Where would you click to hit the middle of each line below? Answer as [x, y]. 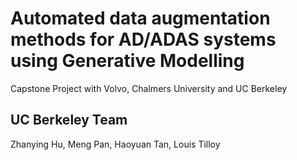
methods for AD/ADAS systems [143, 39]
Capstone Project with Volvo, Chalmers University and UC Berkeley [149, 88]
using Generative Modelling [127, 61]
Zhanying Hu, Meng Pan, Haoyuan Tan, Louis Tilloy [115, 144]
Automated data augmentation [140, 18]
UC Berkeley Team [69, 120]
